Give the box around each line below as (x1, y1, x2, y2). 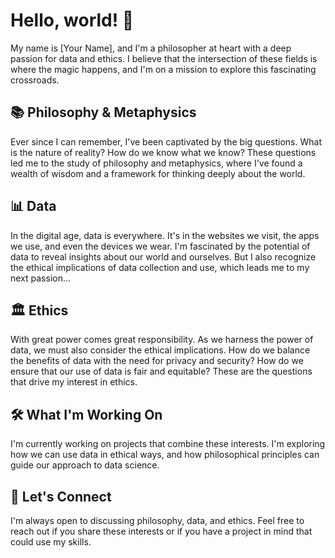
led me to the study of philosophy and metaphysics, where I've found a (10, 157, 303, 169)
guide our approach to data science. (10, 459, 160, 471)
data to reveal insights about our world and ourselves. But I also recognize (10, 250, 317, 263)
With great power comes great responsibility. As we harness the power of (10, 334, 314, 346)
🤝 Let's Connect (10, 488, 112, 505)
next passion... (10, 272, 72, 284)
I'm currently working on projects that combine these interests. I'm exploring (10, 438, 326, 450)
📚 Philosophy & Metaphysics (10, 104, 197, 121)
